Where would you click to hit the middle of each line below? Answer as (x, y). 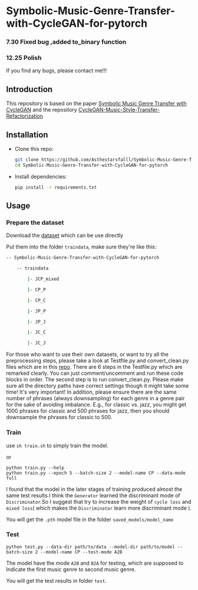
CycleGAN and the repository (42, 110)
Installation (27, 134)
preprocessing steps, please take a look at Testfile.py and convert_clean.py (98, 361)
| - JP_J (37, 322)
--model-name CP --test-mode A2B (81, 552)
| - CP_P (37, 290)
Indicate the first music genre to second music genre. (71, 569)
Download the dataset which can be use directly (65, 235)
